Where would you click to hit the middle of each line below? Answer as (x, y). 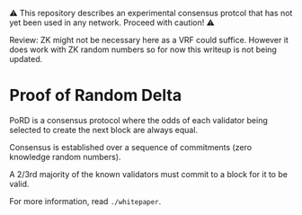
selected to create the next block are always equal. (104, 130)
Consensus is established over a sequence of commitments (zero (131, 147)
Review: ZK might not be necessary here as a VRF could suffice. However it (149, 40)
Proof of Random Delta (96, 96)
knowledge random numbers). (65, 157)
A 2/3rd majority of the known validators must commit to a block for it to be (148, 174)
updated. (26, 59)
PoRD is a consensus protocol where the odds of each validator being (138, 120)
